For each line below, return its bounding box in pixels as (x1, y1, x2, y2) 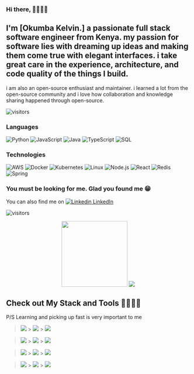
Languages (6, 123, 39, 131)
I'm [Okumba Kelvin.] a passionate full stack (6, 23, 171, 33)
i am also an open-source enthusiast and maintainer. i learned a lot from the (6, 84, 188, 91)
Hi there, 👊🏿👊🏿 (6, 5, 49, 13)
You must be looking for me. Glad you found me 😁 (6, 185, 151, 193)
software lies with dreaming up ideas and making (6, 41, 189, 51)
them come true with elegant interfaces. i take (6, 51, 178, 61)
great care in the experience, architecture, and (6, 60, 179, 70)
